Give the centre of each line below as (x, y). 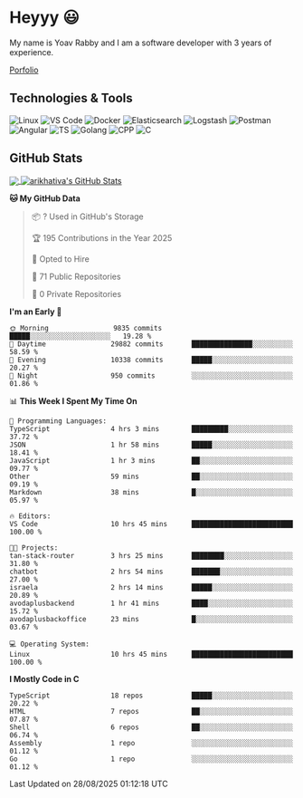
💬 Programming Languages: (58, 421)
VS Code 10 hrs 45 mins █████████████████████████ (151, 524)
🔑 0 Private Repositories (76, 294)
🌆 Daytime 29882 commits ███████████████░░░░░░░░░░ (151, 344)
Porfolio (24, 70)
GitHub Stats (46, 158)
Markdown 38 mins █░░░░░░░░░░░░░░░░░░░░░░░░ (151, 493)
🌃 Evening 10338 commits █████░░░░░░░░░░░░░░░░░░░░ (151, 361)
